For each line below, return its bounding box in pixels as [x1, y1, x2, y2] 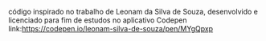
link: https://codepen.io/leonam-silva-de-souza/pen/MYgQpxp [8, 24, 214, 33]
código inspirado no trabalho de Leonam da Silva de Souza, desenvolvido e [8, 7, 259, 16]
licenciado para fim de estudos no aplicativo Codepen [8, 15, 187, 25]
